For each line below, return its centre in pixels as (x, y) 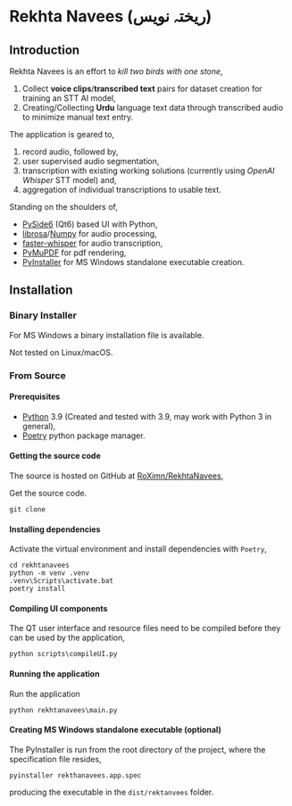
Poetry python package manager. (83, 436)
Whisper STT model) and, (70, 180)
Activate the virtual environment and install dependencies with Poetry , (138, 549)
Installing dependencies (55, 529)
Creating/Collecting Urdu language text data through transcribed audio (153, 108)
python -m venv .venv (50, 573)
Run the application (45, 694)
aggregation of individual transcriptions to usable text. (121, 190)
